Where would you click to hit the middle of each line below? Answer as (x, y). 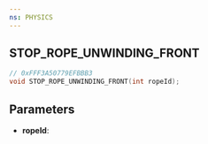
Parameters (42, 109)
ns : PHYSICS (31, 17)
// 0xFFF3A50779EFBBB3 (51, 73)
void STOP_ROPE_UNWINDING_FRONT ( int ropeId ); (94, 82)
